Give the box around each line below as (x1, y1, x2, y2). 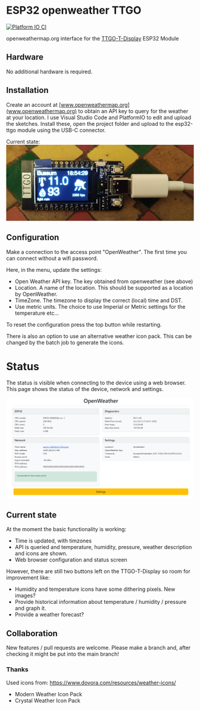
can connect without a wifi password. (6, 255, 98, 262)
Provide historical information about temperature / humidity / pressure (14, 599, 187, 606)
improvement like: (6, 574, 50, 581)
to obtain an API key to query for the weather (78, 107, 189, 114)
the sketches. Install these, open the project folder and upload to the (6, 120, 174, 127)
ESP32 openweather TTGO (6, 4, 142, 17)
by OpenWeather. (14, 290, 58, 297)
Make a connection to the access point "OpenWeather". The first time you (6, 248, 187, 255)
